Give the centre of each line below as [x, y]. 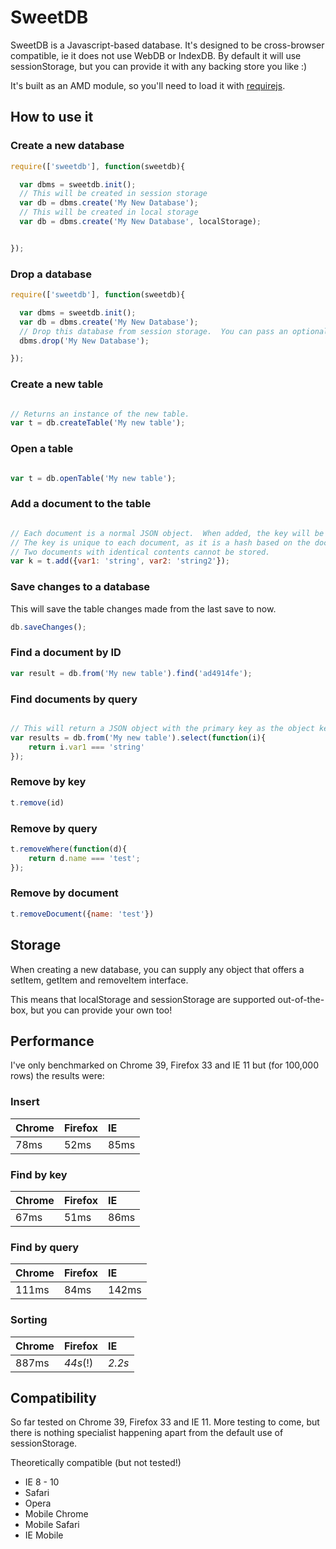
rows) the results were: [57, 1076]
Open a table [42, 449]
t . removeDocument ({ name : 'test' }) [82, 914]
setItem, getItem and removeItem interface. [99, 980]
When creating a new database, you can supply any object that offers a [157, 969]
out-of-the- [301, 999]
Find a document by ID [66, 653]
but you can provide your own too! [101, 1010]
